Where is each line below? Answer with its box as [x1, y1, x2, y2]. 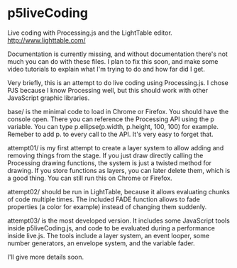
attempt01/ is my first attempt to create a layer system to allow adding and [7, 143, 224, 152]
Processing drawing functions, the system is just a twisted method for [7, 158, 211, 167]
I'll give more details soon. [7, 252, 84, 261]
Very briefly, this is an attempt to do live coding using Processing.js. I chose [7, 78, 228, 86]
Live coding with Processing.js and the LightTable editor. [7, 28, 172, 37]
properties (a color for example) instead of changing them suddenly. [7, 202, 207, 211]
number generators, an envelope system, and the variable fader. [7, 239, 195, 247]
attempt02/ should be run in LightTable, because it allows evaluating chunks [7, 187, 231, 196]
